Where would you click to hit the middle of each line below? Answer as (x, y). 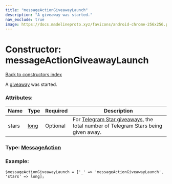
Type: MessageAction (33, 148)
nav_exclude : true (25, 19)
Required (57, 111)
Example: (17, 162)
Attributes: (19, 98)
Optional (55, 126)
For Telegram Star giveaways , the (113, 120)
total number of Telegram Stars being (117, 126)
